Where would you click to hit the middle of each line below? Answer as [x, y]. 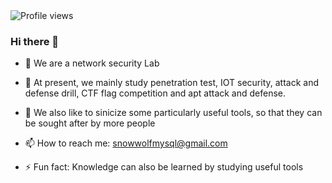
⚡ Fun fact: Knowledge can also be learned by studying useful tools [164, 167]
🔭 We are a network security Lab [92, 63]
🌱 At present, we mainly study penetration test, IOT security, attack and [172, 83]
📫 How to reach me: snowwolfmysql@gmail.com [126, 143]
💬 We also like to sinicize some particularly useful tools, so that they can [173, 113]
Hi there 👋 [35, 41]
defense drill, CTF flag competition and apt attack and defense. [155, 93]
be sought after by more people [90, 123]
